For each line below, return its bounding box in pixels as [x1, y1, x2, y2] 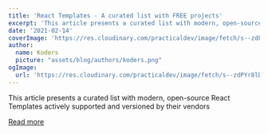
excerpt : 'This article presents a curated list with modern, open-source [8, 19, 262, 27]
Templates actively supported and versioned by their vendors [8, 101, 210, 111]
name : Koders [15, 49, 59, 57]
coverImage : [8, 33, 48, 42]
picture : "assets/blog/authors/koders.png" [15, 57, 162, 65]
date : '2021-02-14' [8, 26, 73, 34]
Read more [8, 116, 45, 126]
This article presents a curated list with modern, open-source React [8, 93, 231, 102]
